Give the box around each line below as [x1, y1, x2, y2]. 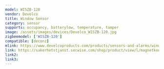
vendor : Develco [5, 12, 38, 17]
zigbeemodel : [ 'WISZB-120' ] [5, 34, 62, 39]
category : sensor [5, 20, 41, 26]
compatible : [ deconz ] [5, 39, 49, 44]
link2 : [5, 52, 19, 57]
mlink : [5, 43, 19, 48]
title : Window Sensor [5, 16, 49, 21]
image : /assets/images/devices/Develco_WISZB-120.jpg [5, 30, 117, 34]
